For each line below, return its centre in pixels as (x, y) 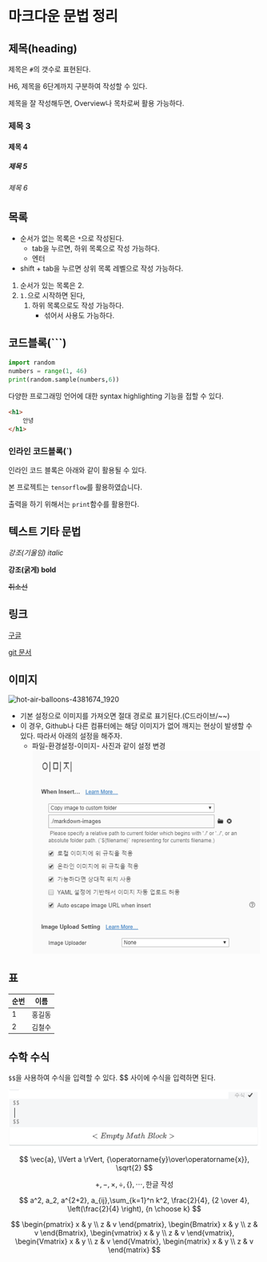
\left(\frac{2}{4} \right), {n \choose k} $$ (134, 1208)
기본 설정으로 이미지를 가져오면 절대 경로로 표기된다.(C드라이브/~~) (125, 716)
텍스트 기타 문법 (45, 532)
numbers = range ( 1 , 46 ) (48, 372)
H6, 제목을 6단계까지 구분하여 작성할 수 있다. (78, 86)
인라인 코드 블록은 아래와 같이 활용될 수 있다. (78, 470)
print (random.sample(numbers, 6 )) (64, 380)
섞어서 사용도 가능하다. (79, 315)
